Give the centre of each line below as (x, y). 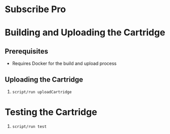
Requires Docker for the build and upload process (64, 63)
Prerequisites (26, 51)
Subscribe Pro (35, 9)
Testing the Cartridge (51, 112)
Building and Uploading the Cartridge (85, 33)
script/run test (29, 126)
